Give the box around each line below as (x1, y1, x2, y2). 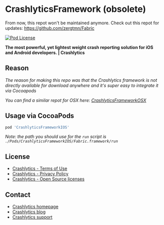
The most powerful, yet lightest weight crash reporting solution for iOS (5, 44, 154, 50)
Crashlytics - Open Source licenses (12, 176, 85, 182)
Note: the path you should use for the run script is (5, 134, 107, 140)
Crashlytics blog (12, 209, 46, 215)
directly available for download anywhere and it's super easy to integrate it (5, 82, 159, 88)
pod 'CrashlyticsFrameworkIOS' (5, 125, 70, 130)
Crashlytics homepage (12, 204, 59, 210)
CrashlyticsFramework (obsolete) (5, 3, 146, 15)
